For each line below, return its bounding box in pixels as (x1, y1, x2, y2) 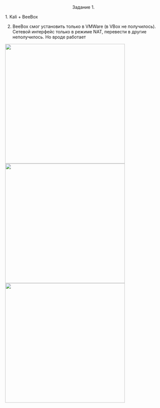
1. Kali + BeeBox (5, 14, 38, 19)
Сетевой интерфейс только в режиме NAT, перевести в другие (12, 29, 147, 34)
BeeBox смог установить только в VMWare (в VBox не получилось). (12, 23, 156, 29)
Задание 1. (72, 4, 95, 10)
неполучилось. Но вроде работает (12, 34, 86, 40)
